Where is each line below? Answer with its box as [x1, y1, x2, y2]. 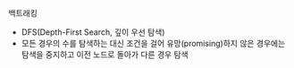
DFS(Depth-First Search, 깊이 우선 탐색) [21, 27, 165, 38]
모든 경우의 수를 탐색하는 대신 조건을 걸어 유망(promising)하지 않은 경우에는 [21, 38, 286, 48]
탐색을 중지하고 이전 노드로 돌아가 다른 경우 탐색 [21, 49, 189, 60]
